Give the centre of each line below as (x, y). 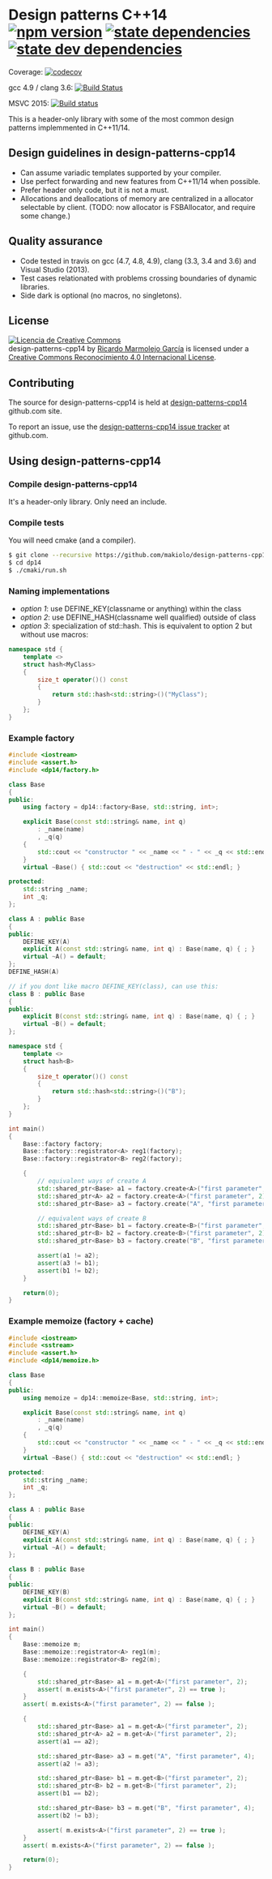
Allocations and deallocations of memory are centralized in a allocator (136, 198)
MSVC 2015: (29, 103)
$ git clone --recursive (50, 556)
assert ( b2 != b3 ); (68, 1815)
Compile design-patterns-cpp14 (73, 484)
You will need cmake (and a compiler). (72, 540)
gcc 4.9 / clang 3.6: (41, 88)
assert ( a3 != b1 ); (68, 1263)
